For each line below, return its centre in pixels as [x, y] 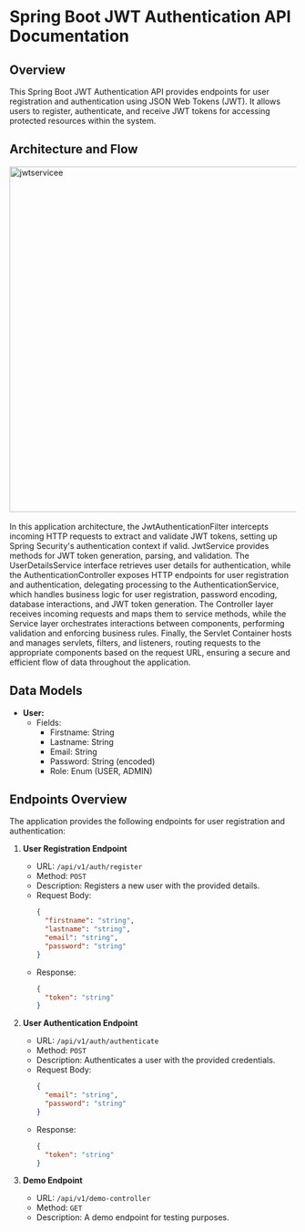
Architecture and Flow [74, 149]
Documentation [70, 36]
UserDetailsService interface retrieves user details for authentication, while [150, 565]
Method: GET [59, 1208]
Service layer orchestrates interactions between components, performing [147, 623]
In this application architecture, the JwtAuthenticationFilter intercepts [139, 526]
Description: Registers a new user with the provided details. [148, 885]
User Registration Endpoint [75, 849]
